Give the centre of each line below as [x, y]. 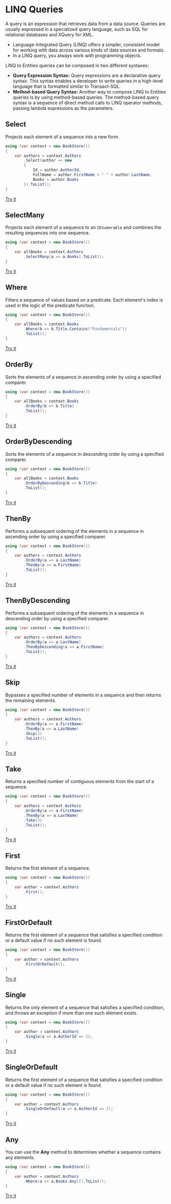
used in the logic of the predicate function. [50, 305]
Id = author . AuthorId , [57, 170]
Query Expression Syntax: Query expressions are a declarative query [87, 75]
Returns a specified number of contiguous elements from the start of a [80, 782]
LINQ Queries [34, 10]
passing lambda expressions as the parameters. [63, 108]
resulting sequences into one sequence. [48, 233]
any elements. [20, 1157]
